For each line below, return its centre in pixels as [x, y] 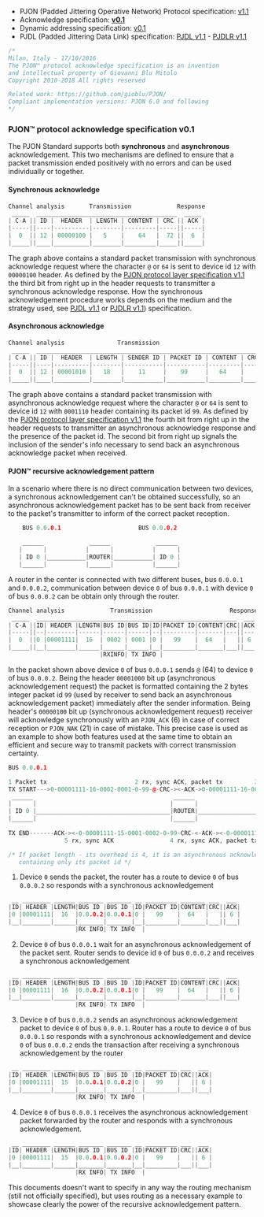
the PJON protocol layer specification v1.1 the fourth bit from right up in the [129, 420]
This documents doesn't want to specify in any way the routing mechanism [130, 1187]
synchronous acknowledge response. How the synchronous [105, 291]
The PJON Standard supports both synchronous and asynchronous [119, 147]
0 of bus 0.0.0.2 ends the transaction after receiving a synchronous [129, 1045]
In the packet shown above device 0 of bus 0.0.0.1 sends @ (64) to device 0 [131, 670]
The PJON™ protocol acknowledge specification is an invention [114, 65]
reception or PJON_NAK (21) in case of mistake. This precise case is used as [128, 728]
